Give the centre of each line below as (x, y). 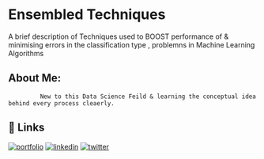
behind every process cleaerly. (61, 103)
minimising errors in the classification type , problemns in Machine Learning (132, 44)
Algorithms (26, 53)
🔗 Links (26, 128)
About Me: (35, 78)
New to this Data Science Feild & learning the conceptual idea (148, 97)
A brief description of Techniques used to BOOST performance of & (119, 36)
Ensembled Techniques (87, 15)
